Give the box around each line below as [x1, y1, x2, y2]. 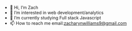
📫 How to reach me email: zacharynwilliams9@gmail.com [9, 20, 127, 26]
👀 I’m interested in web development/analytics [9, 10, 104, 15]
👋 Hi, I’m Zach [9, 5, 38, 10]
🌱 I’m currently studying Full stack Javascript [9, 15, 101, 20]
